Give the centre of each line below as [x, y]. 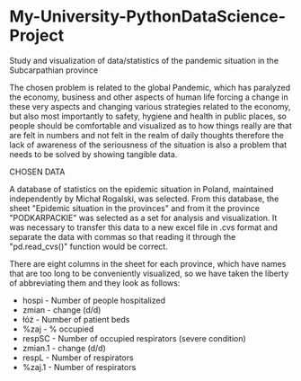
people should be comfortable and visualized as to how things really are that [150, 125]
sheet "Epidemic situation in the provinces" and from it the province [135, 208]
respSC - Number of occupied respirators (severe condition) [134, 338]
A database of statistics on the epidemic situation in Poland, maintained [142, 189]
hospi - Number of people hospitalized [94, 300]
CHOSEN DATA [37, 172]
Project [37, 35]
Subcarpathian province [54, 70]
